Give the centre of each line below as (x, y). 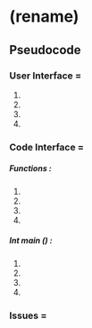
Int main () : (31, 241)
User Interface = (46, 76)
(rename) (44, 17)
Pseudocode (46, 50)
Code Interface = (47, 147)
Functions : (30, 169)
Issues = (28, 315)
